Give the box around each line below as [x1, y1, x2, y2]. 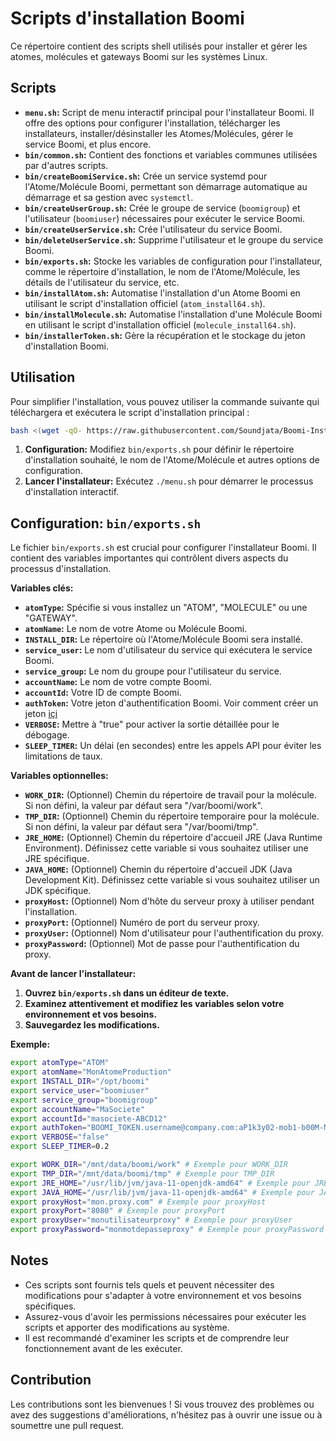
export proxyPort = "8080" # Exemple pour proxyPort [10, 1206, 226, 1216]
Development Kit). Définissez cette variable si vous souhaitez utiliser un [24, 874, 320, 886]
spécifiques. [24, 1300, 77, 1312]
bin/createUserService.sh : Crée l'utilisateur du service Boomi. [24, 223, 283, 235]
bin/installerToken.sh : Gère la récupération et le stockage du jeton [24, 329, 306, 341]
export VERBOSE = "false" [10, 1132, 110, 1142]
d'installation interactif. [24, 486, 120, 498]
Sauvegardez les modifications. [24, 1019, 160, 1031]
